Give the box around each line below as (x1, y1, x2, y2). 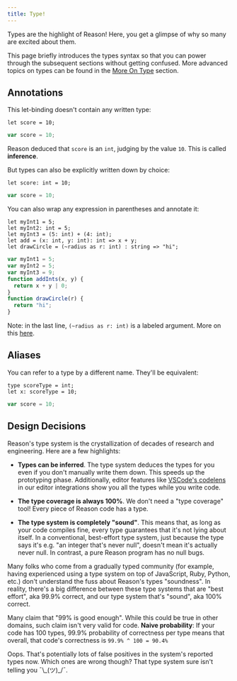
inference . (7, 152, 39, 160)
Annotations (7, 87, 64, 99)
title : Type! (7, 10, 46, 18)
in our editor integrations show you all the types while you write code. (17, 483, 221, 492)
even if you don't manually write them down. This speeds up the (17, 467, 205, 476)
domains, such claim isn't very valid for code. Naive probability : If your (7, 621, 215, 629)
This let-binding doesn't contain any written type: (7, 106, 151, 114)
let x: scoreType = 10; (7, 388, 78, 395)
